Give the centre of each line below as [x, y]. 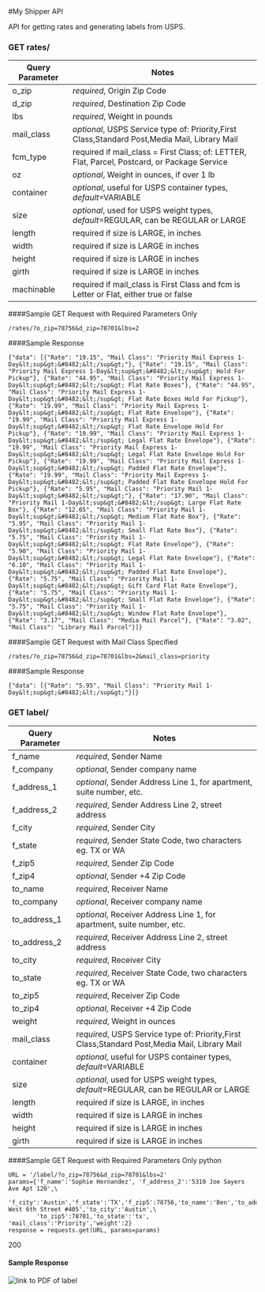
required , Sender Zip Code [125, 863]
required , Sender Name [119, 756]
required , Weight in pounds [123, 116]
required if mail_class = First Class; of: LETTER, [159, 152]
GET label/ [28, 712]
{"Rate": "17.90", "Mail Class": [193, 496]
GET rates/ [29, 47]
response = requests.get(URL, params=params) [84, 1230]
